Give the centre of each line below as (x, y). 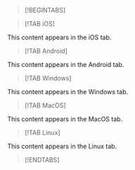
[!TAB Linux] (43, 132)
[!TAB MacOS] (45, 105)
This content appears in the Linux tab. (62, 146)
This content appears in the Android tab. (66, 65)
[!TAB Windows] (48, 78)
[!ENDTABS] (42, 160)
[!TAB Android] (46, 51)
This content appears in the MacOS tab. (65, 119)
